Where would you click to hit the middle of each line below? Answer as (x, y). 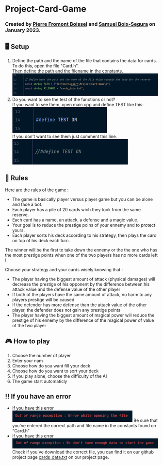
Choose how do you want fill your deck (51, 365)
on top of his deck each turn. (41, 240)
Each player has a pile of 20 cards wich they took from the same (76, 209)
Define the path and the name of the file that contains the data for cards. (84, 60)
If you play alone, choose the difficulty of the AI (59, 376)
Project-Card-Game (46, 9)
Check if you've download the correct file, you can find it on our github (83, 452)
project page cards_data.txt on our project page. (60, 457)
